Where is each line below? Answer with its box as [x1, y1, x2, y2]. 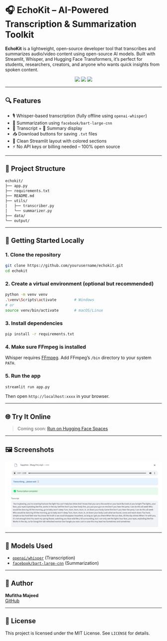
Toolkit [5, 29, 34, 40]
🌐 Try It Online [5, 412, 51, 421]
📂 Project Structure [5, 164, 66, 173]
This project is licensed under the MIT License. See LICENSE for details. [5, 630, 150, 636]
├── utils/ [5, 198, 28, 203]
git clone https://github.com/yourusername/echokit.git [5, 263, 123, 268]
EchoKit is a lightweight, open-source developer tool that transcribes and [5, 45, 156, 51]
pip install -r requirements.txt [5, 332, 75, 337]
